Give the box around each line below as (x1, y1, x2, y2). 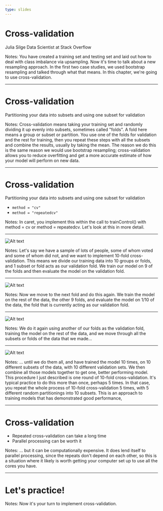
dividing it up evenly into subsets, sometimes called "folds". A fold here (5, 126, 147, 132)
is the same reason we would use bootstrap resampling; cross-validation (5, 147, 150, 153)
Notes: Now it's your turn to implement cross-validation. (5, 501, 117, 507)
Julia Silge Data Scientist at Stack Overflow (5, 44, 92, 50)
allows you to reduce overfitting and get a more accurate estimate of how (5, 152, 152, 158)
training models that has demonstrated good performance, (5, 395, 122, 401)
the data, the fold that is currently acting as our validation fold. (5, 302, 130, 308)
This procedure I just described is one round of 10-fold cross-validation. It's (5, 375, 156, 381)
